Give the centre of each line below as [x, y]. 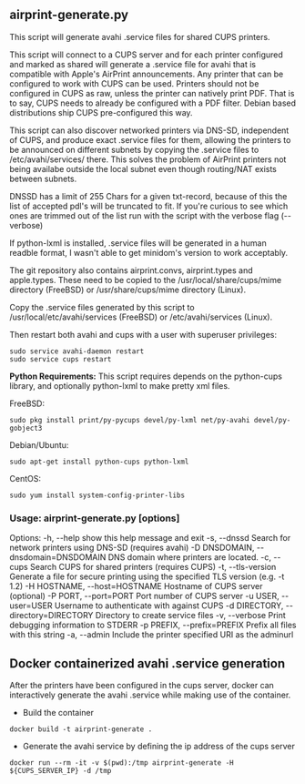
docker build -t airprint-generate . [81, 729]
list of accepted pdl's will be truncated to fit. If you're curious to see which [149, 206]
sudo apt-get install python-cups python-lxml [99, 462]
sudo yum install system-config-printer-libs [97, 495]
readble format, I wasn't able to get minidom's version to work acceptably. [149, 252]
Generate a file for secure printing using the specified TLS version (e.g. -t [147, 576]
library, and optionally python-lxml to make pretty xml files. [120, 385]
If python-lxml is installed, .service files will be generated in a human [138, 243]
